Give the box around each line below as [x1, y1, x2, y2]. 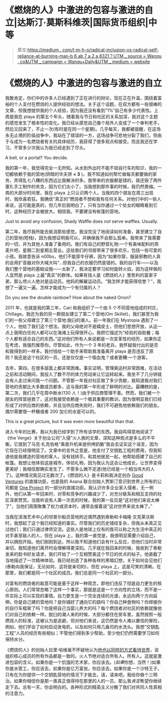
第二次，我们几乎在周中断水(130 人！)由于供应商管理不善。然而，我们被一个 [5, 390, 161, 396]
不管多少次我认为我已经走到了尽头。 [13, 145, 88, 151]
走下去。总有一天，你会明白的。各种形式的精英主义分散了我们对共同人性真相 [5, 684, 162, 690]
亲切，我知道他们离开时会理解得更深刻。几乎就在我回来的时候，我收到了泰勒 [5, 545, 162, 551]
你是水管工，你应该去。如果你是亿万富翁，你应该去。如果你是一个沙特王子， [5, 665, 162, 671]
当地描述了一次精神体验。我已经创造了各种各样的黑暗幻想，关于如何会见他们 [5, 557, 162, 563]
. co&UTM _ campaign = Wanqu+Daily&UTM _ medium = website [17, 58, 150, 65]
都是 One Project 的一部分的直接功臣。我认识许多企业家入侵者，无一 [9, 484, 150, 490]
